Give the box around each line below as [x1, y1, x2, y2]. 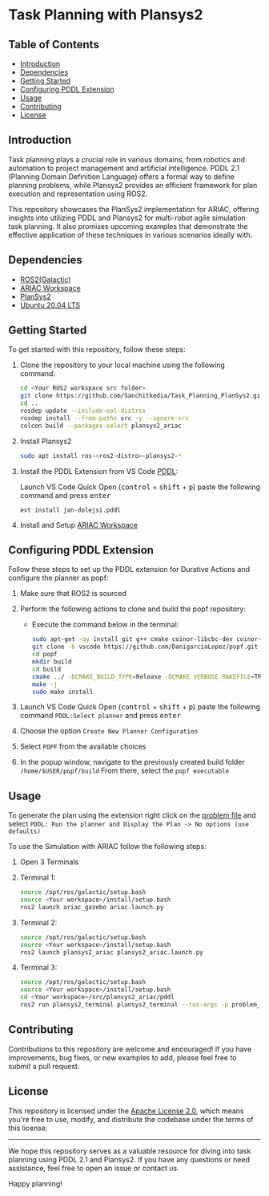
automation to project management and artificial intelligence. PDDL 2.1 [8, 163, 240, 173]
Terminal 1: [19, 873, 56, 883]
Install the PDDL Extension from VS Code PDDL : [19, 466, 179, 476]
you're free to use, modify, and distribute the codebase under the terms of [8, 1114, 254, 1124]
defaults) [8, 827, 42, 836]
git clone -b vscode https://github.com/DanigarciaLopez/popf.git [31, 643, 259, 651]
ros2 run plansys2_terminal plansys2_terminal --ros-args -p [19, 1001, 229, 1009]
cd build [31, 665, 62, 673]
